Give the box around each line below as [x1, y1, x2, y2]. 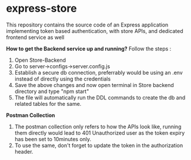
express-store [6, 2, 78, 15]
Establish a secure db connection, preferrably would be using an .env [14, 69, 183, 76]
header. [14, 148, 33, 155]
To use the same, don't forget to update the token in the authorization [14, 142, 183, 149]
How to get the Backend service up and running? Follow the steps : [6, 45, 172, 52]
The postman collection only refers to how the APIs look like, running [14, 123, 182, 130]
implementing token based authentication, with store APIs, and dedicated [6, 27, 183, 34]
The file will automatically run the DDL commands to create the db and [14, 94, 186, 101]
